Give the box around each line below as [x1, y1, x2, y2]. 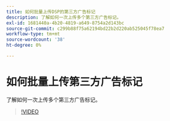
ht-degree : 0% [6, 43, 42, 49]
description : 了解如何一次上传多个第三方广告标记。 [6, 14, 122, 20]
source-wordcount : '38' [6, 37, 66, 43]
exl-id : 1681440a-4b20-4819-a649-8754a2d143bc [6, 20, 125, 26]
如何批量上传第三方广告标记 [6, 75, 143, 89]
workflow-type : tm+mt [6, 31, 60, 37]
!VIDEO [20, 108, 39, 115]
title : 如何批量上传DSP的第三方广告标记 [6, 8, 96, 15]
